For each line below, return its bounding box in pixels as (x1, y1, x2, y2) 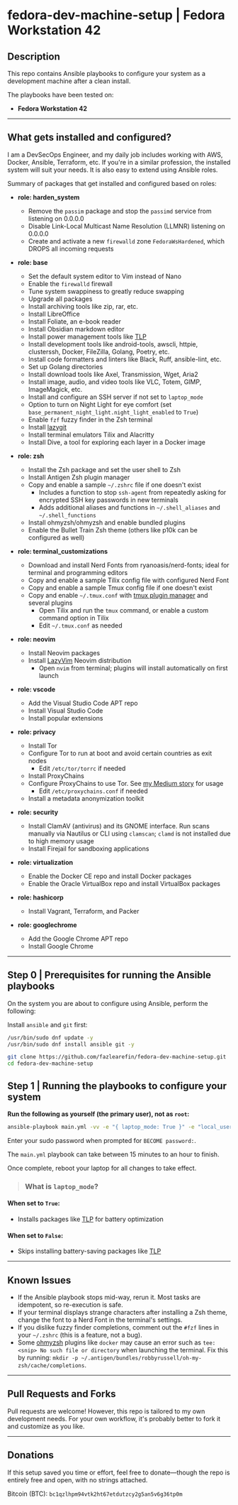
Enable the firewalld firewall (28, 279, 113, 288)
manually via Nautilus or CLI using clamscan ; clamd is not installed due (28, 829, 231, 838)
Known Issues (7, 1274, 72, 1286)
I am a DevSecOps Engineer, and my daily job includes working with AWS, (7, 150, 223, 159)
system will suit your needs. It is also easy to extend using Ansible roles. (7, 165, 218, 174)
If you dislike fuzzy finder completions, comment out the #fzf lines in (17, 1323, 220, 1331)
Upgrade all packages (28, 295, 93, 303)
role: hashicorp (17, 893, 64, 902)
